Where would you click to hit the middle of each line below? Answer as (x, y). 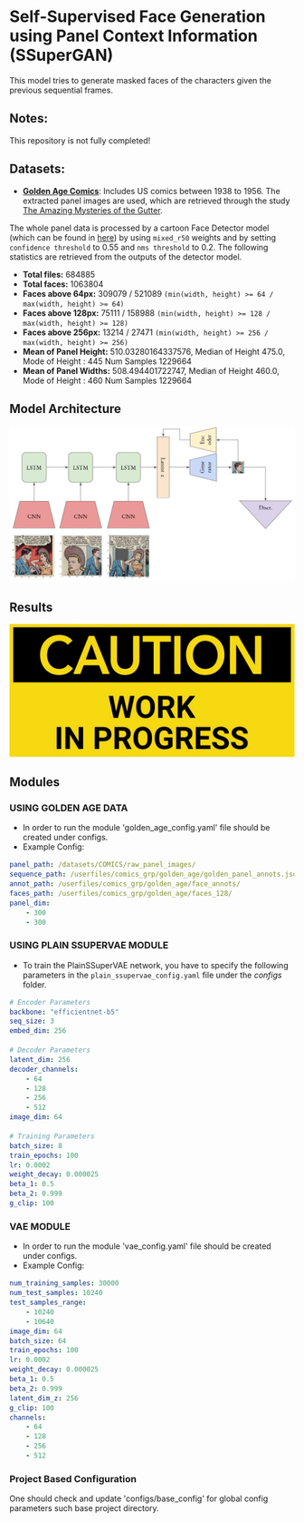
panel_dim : (30, 903)
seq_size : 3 (32, 1021)
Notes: (28, 118)
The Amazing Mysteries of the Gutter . (92, 210)
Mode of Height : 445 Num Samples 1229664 (107, 361)
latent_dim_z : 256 (44, 1398)
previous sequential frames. (61, 90)
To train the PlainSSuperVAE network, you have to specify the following (155, 965)
